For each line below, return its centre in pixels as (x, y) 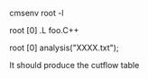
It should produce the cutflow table (74, 65)
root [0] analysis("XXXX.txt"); (64, 48)
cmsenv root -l (37, 13)
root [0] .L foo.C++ (44, 30)
